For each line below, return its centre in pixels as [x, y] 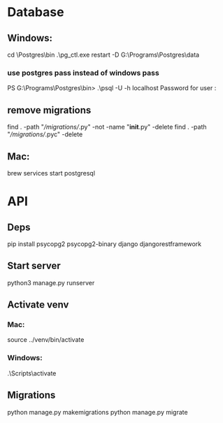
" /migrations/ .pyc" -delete [45, 134]
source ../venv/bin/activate [46, 340]
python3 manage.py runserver [51, 282]
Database [36, 12]
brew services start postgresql [51, 173]
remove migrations [49, 110]
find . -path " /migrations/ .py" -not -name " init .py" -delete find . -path [107, 127]
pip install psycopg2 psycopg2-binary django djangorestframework [104, 244]
